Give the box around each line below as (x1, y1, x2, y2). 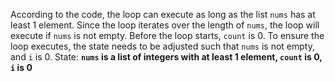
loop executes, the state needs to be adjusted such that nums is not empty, (10, 40, 315, 52)
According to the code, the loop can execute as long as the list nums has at (10, 9, 316, 20)
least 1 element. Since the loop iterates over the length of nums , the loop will (10, 19, 320, 31)
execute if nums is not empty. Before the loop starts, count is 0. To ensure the (10, 30, 325, 41)
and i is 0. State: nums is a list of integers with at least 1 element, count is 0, (10, 51, 323, 63)
